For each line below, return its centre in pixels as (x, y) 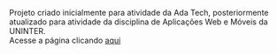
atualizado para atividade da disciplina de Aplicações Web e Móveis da (138, 22)
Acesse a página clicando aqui (65, 40)
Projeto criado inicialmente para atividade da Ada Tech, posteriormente (139, 13)
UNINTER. (27, 31)
